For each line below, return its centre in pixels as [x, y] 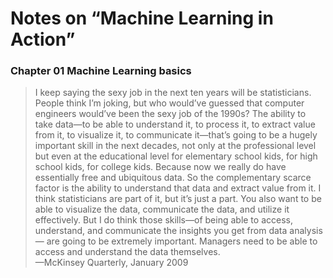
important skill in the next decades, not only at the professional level [175, 146]
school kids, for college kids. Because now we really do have [160, 167]
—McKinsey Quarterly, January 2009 [111, 263]
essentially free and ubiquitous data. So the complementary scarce [173, 178]
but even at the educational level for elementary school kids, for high [176, 156]
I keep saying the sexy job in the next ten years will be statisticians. [173, 93]
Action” [43, 39]
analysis [306, 231]
